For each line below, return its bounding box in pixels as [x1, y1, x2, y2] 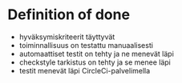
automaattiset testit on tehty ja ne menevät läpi [18, 49, 174, 58]
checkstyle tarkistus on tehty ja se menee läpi [18, 57, 172, 67]
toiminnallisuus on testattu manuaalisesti [18, 40, 154, 49]
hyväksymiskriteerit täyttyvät [18, 32, 115, 41]
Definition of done [7, 6, 130, 24]
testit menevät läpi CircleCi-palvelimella [18, 65, 151, 75]
